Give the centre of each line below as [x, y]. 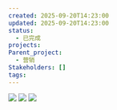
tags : [17, 75]
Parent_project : [35, 53]
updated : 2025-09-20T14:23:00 [59, 23]
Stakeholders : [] [37, 68]
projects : [25, 45]
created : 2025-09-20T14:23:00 [59, 16]
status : [21, 30]
